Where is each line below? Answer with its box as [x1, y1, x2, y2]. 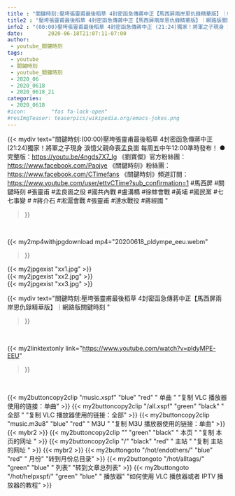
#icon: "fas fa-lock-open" [7, 108, 108, 115]
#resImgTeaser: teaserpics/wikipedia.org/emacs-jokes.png [7, 114, 180, 121]
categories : [7, 95, 42, 102]
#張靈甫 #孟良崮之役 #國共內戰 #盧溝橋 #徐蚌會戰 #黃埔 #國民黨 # [27, 187, 218, 196]
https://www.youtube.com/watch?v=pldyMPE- [82, 344, 216, 352]
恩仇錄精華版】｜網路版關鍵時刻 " [13, 302, 111, 311]
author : [7, 36, 30, 43]
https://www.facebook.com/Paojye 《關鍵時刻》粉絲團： [7, 161, 171, 169]
